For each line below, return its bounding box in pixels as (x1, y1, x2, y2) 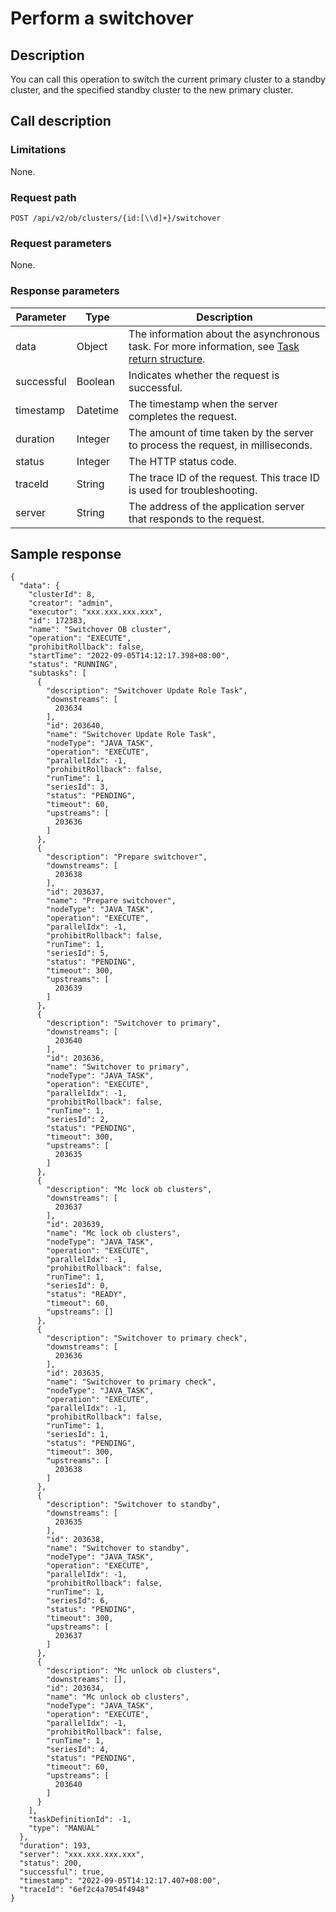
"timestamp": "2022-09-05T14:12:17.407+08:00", (19, 1876, 222, 1886)
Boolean (76, 374, 116, 388)
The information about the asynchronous (128, 327, 321, 341)
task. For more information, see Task (128, 339, 300, 353)
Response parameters (10, 284, 120, 298)
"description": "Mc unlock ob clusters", (46, 1666, 222, 1676)
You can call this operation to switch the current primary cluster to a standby (10, 73, 326, 85)
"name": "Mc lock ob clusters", (46, 1228, 182, 1239)
